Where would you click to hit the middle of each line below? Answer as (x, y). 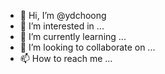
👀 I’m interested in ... (62, 26)
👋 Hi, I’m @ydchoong (63, 15)
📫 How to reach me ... (66, 58)
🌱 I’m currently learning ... (73, 36)
